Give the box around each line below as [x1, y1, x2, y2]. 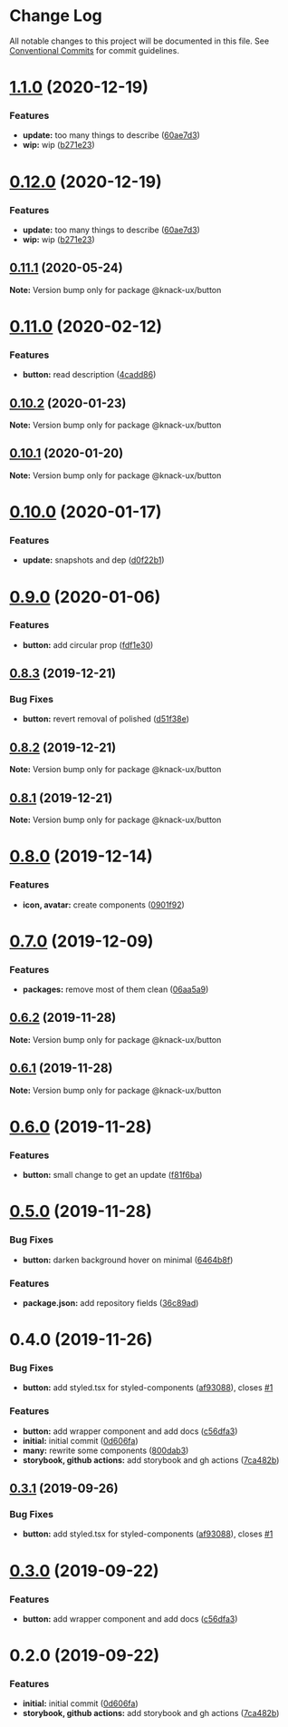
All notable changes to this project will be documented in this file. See [9, 35, 270, 46]
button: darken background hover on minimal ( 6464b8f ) [22, 1254, 234, 1265]
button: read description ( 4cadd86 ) [22, 369, 157, 380]
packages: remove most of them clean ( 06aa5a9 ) [22, 984, 209, 995]
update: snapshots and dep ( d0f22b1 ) [22, 554, 165, 565]
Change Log [9, 5, 102, 26]
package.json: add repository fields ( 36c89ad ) [22, 1297, 199, 1308]
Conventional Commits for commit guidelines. [9, 44, 179, 55]
